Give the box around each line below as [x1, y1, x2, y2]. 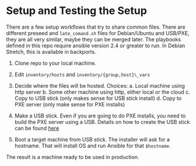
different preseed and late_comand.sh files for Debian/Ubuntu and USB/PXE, [6, 29, 190, 36]
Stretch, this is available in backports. [6, 48, 97, 55]
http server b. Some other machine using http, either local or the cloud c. [14, 88, 190, 95]
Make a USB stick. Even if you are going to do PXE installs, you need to [14, 112, 186, 119]
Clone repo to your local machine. [14, 60, 97, 67]
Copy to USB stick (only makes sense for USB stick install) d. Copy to [14, 95, 182, 102]
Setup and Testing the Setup [6, 4, 147, 18]
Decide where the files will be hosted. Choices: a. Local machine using [14, 82, 185, 89]
